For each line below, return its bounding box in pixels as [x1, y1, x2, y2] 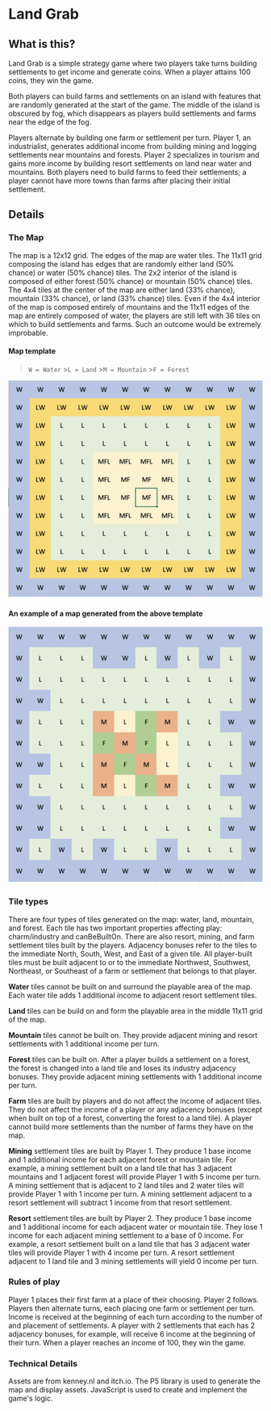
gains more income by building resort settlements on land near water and [8, 159, 252, 168]
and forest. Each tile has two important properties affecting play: [8, 923, 223, 933]
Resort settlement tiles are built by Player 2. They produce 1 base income [8, 1213, 252, 1222]
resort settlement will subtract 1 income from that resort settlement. [8, 1197, 232, 1207]
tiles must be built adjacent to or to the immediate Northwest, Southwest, [8, 957, 251, 967]
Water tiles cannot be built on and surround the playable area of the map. [8, 981, 252, 991]
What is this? [8, 37, 76, 51]
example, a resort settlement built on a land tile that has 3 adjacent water [8, 1239, 251, 1248]
